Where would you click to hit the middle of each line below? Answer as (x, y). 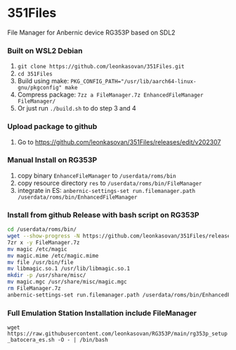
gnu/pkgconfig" (40, 88)
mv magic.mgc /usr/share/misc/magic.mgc (67, 282)
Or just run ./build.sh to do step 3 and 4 (77, 108)
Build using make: (43, 81)
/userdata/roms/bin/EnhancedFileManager (77, 197)
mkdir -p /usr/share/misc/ (47, 275)
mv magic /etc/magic (38, 249)
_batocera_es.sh (31, 340)
